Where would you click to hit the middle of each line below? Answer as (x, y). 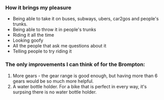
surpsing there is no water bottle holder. (54, 92)
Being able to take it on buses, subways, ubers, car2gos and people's (86, 19)
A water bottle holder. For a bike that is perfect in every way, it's (79, 86)
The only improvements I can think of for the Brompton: (75, 64)
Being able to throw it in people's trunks (54, 30)
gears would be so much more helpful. (53, 81)
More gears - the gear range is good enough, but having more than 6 (85, 76)
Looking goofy (28, 40)
